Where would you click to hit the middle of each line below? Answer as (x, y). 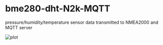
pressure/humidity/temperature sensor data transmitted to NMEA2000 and (82, 22)
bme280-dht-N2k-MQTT (58, 9)
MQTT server (19, 27)
